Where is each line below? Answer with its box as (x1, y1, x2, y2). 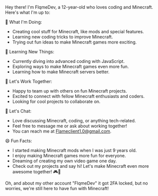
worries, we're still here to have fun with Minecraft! (5, 186, 109, 191)
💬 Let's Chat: (5, 108, 32, 114)
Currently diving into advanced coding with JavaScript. (12, 58, 125, 64)
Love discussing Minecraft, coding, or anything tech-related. (12, 118, 136, 123)
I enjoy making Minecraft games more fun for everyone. (12, 153, 126, 158)
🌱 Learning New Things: (5, 49, 54, 54)
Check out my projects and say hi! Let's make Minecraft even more (12, 163, 149, 169)
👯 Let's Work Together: (5, 79, 53, 84)
